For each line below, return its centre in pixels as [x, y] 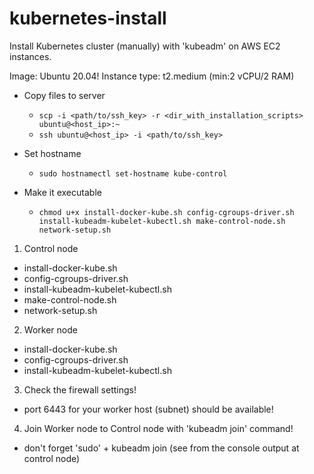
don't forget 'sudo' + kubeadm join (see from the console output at [161, 448]
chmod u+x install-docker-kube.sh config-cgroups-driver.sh [166, 212]
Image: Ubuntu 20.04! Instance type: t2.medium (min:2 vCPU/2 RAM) [152, 76]
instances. [30, 56]
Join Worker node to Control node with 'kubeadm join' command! [158, 428]
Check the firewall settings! [80, 389]
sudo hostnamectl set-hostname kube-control [133, 173]
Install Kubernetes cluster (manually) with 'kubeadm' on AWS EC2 [145, 46]
